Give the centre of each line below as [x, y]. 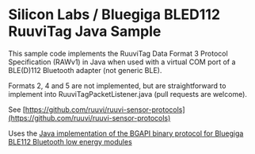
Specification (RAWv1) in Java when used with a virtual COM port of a [122, 62]
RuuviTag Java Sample [85, 31]
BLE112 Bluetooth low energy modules [70, 141]
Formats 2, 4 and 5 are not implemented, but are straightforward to [117, 86]
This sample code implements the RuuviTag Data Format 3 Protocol [118, 53]
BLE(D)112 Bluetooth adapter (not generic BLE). [85, 70]
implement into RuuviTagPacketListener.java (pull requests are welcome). [128, 94]
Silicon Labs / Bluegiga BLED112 [114, 15]
